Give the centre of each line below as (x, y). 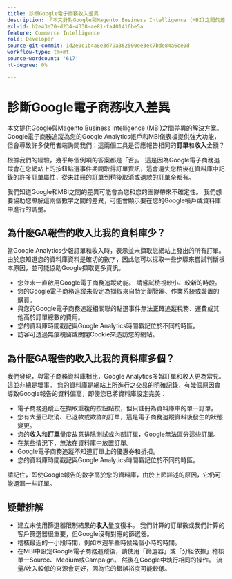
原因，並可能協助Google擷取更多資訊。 (69, 268)
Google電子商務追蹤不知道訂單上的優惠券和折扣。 (88, 452)
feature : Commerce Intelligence (54, 33)
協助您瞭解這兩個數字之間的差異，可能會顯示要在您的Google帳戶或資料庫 (117, 200)
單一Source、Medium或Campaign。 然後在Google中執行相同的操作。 (116, 560)
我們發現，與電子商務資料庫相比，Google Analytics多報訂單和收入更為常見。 (116, 377)
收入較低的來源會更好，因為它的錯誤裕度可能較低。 (98, 568)
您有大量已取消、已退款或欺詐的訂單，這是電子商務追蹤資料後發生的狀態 (120, 417)
